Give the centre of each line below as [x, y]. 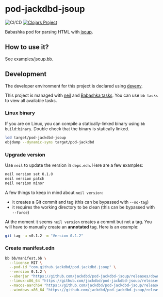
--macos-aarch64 [26, 285]
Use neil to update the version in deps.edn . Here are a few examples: [74, 165]
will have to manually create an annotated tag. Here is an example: [72, 227]
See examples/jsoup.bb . [29, 59]
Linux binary [20, 113]
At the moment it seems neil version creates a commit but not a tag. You [79, 222]
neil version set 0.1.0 [29, 174]
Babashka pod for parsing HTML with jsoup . [49, 32]
